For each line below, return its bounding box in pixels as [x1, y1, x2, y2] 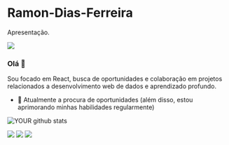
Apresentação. [7, 28, 50, 36]
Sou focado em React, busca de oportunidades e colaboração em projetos [7, 75, 223, 83]
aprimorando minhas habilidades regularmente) [17, 103, 155, 111]
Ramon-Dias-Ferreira [7, 5, 133, 21]
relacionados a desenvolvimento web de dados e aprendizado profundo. [7, 82, 217, 90]
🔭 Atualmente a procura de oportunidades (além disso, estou [17, 96, 193, 104]
